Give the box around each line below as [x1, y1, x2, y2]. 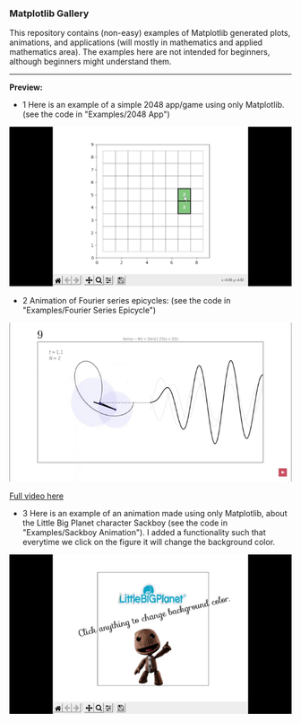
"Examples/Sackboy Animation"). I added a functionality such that [21, 527, 266, 538]
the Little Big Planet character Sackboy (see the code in [21, 517, 228, 528]
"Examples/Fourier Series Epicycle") [21, 304, 157, 315]
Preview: [9, 82, 43, 93]
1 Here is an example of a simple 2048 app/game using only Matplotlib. [21, 100, 285, 110]
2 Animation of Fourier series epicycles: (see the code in [21, 295, 231, 305]
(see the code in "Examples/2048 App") [21, 109, 170, 119]
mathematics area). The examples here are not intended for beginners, [9, 47, 271, 57]
